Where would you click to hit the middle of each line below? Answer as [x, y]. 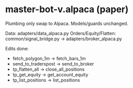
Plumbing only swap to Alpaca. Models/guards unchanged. [67, 23]
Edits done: [17, 48]
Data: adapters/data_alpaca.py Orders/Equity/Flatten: [61, 33]
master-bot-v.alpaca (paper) [67, 9]
